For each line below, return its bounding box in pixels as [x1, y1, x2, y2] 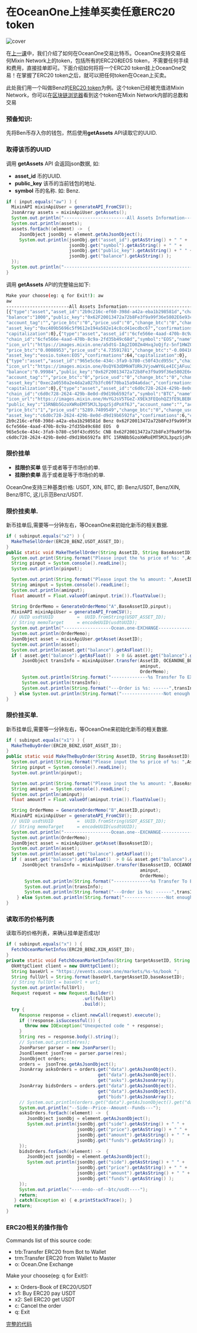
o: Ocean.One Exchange [14, 1261, 73, 1268]
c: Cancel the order [14, 1303, 62, 1310]
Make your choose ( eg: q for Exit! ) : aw [6, 293, 104, 299]
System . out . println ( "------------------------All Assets [11, 215, 154, 221]
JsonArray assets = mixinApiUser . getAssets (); [11, 209, 127, 216]
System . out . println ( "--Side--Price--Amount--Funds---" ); [19, 1105, 161, 1111]
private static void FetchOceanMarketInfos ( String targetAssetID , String [6, 957, 191, 964]
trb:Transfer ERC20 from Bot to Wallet [14, 1249, 107, 1256]
